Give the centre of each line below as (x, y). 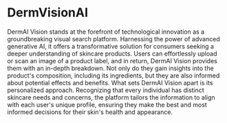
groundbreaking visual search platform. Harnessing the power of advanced (113, 38)
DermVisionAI (47, 13)
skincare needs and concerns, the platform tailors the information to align (111, 97)
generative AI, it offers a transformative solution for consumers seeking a (111, 46)
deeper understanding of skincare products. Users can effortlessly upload (112, 54)
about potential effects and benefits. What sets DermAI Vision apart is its (110, 82)
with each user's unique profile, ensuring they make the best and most (107, 104)
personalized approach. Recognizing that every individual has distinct (106, 90)
